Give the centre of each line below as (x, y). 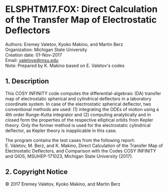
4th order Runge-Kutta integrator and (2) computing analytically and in (78, 114)
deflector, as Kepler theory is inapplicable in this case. (61, 130)
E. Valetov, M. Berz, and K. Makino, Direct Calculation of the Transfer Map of (84, 145)
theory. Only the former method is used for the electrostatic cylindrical (78, 125)
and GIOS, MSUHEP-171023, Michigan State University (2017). (69, 156)
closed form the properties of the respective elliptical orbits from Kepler (79, 120)
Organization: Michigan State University (46, 49)
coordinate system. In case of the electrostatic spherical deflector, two (78, 104)
